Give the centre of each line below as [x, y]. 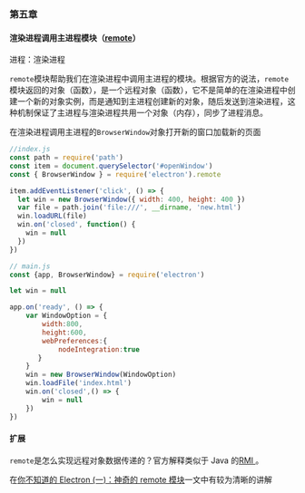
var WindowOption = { [66, 316]
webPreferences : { [74, 341]
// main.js [30, 266]
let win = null [38, 291]
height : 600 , [65, 333]
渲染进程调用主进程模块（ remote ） [75, 37]
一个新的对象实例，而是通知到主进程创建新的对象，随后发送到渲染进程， [152, 101]
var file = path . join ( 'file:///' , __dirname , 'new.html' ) [130, 208]
